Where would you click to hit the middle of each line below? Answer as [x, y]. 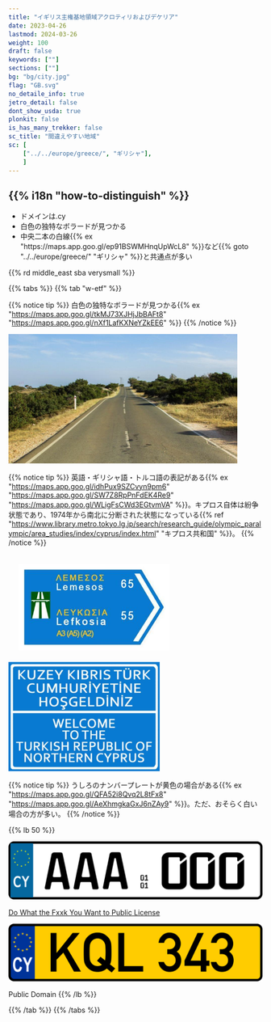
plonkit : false [34, 120]
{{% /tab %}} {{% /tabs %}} [54, 1010]
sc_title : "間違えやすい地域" [54, 137]
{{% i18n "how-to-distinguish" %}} [99, 195]
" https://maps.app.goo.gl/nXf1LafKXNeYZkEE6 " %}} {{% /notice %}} [123, 323]
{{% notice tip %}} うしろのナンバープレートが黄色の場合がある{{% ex [125, 785]
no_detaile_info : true [46, 94]
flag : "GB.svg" [34, 85]
